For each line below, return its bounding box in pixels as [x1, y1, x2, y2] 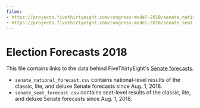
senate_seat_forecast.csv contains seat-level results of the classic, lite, [14, 89, 191, 96]
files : [6, 8, 23, 15]
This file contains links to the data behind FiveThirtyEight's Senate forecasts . [6, 65, 194, 72]
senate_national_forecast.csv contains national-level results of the [14, 77, 180, 84]
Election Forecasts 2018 [6, 45, 127, 59]
